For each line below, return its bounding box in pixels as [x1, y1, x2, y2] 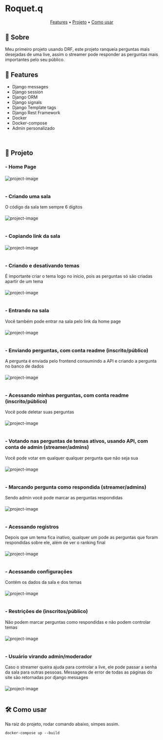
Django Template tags [12, 104, 56, 110]
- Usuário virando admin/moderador [5, 653, 92, 659]
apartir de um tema [5, 279, 43, 285]
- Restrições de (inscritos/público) [5, 608, 88, 615]
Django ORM [12, 94, 38, 100]
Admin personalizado [12, 125, 55, 131]
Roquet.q [5, 3, 43, 14]
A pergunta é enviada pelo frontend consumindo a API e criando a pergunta [5, 358, 157, 364]
